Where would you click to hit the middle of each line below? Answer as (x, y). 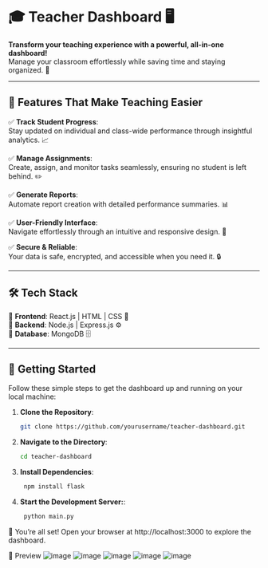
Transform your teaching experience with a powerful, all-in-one (116, 44)
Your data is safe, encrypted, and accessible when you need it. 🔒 (115, 256)
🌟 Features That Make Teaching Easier (106, 103)
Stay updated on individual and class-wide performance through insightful (130, 131)
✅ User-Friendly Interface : (53, 223)
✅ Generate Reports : (43, 195)
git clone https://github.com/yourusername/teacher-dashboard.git (132, 427)
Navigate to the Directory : (63, 442)
